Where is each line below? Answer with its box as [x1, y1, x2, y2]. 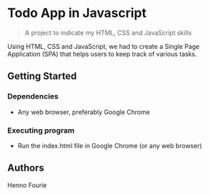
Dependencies [7, 91, 59, 101]
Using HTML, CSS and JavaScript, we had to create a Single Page [7, 42, 200, 50]
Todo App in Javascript [7, 5, 147, 21]
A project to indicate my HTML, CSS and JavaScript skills [24, 28, 192, 37]
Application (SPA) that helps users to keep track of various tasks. [7, 50, 197, 58]
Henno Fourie [7, 181, 47, 189]
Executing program [7, 126, 75, 135]
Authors [7, 162, 45, 174]
